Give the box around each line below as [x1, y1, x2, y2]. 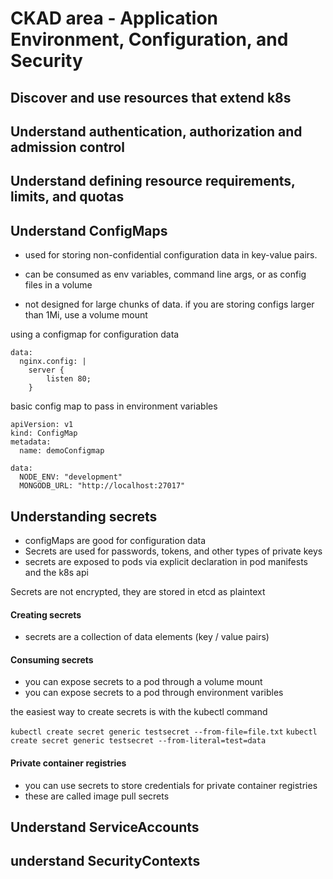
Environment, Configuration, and [10, 28, 289, 51]
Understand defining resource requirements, [10, 173, 296, 190]
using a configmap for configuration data [10, 328, 180, 341]
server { [28, 365, 65, 376]
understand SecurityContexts [10, 853, 201, 870]
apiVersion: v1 [10, 420, 74, 430]
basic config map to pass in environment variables [10, 400, 218, 412]
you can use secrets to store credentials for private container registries [24, 779, 318, 791]
